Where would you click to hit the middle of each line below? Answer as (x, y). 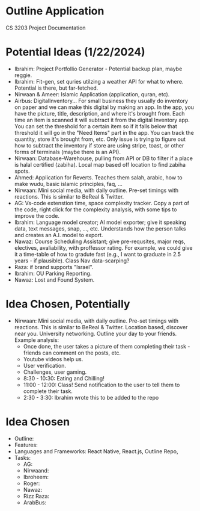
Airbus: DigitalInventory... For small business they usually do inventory (101, 101)
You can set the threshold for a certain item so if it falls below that (96, 126)
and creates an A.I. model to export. (59, 235)
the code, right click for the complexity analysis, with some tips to (95, 209)
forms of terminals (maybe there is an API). (68, 152)
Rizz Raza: (36, 496)
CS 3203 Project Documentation (46, 28)
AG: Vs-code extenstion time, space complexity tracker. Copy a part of (102, 203)
